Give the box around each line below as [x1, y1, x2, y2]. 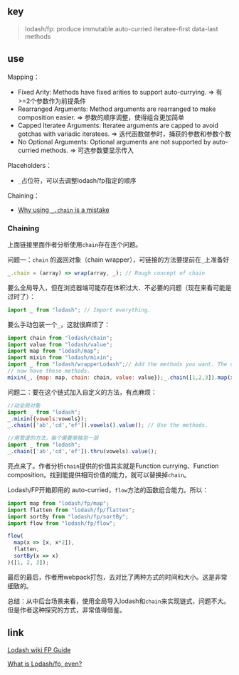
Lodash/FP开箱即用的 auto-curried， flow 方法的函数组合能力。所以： [7, 485, 208, 494]
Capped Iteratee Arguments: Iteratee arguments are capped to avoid [17, 121, 219, 129]
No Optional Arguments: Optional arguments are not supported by [17, 137, 211, 146]
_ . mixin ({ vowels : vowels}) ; [7, 415, 87, 422]
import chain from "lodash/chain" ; [7, 334, 113, 341]
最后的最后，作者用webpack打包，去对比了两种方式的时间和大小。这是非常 [7, 573, 228, 581]
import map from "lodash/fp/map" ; [7, 499, 110, 507]
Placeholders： [7, 161, 52, 169]
